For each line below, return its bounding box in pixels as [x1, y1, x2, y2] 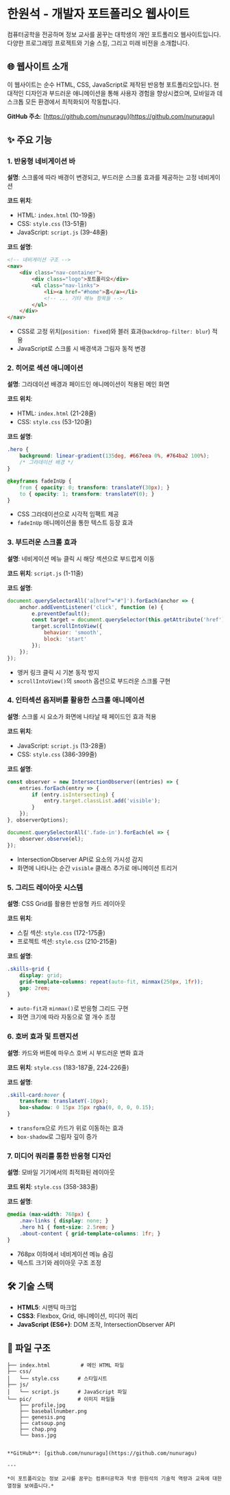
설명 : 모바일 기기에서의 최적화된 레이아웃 [7, 1168, 115, 1177]
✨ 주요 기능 [7, 135, 53, 146]
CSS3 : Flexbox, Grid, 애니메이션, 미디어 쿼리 [16, 1312, 138, 1320]
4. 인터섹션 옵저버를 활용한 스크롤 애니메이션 [7, 695, 145, 705]
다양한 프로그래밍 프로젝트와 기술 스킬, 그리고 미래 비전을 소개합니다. [7, 38, 190, 47]
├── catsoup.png [19, 1420, 66, 1427]
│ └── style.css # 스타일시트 [7, 1376, 107, 1382]
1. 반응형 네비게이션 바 [7, 157, 76, 166]
